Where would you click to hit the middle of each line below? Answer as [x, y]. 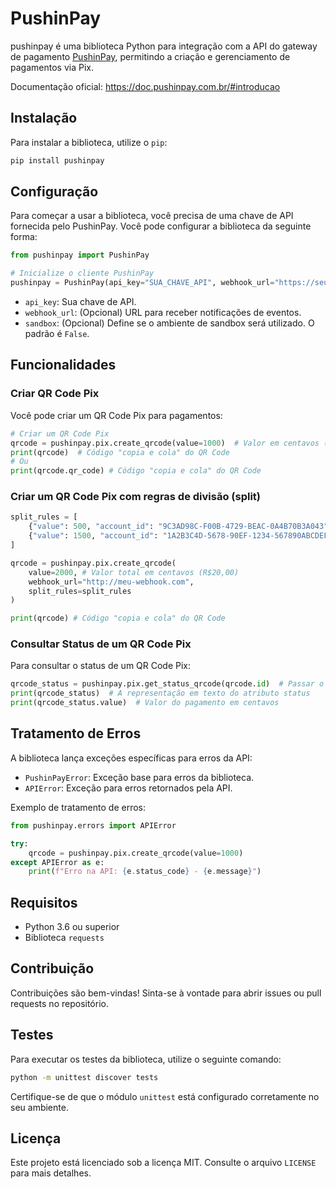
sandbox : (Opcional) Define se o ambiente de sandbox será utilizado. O [169, 323]
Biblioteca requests [64, 938]
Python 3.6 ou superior [72, 927]
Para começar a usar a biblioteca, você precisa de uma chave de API [152, 216]
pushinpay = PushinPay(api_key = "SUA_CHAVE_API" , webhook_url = [142, 283]
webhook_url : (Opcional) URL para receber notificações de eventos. [163, 313]
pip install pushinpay [57, 160]
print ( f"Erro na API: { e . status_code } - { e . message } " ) [145, 872]
